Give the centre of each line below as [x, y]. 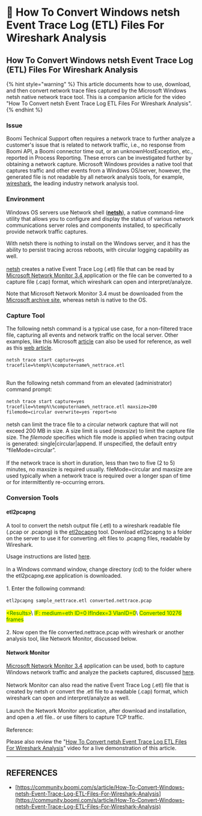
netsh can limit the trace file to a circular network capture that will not [92, 424]
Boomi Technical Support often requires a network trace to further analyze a [101, 139]
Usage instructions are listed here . [49, 556]
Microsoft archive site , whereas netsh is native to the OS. [77, 300]
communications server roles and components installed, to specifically [94, 225]
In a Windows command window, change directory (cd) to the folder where [99, 569]
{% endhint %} [25, 110]
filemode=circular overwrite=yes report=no [62, 412]
